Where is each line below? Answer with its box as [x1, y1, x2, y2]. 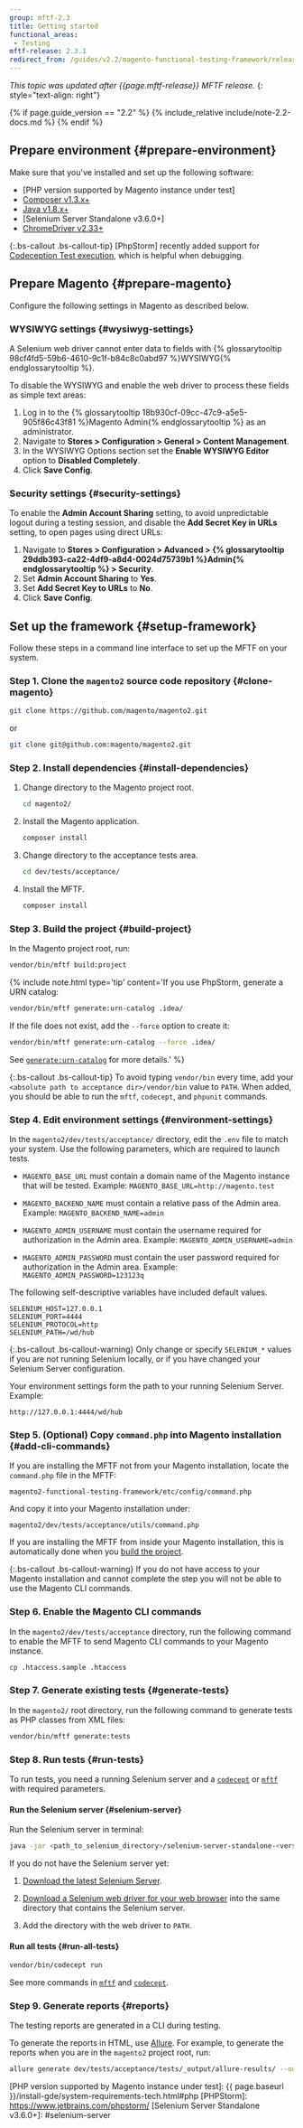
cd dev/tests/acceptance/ [22, 867, 120, 877]
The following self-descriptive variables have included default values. [9, 1287, 268, 1298]
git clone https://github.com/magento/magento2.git [9, 707, 207, 716]
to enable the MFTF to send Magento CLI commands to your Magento [9, 1636, 269, 1646]
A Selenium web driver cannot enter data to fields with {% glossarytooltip [9, 342, 282, 353]
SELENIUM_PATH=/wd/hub [9, 1328, 95, 1337]
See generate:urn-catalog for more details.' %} [9, 1054, 185, 1064]
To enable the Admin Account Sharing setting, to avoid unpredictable [9, 508, 269, 519]
